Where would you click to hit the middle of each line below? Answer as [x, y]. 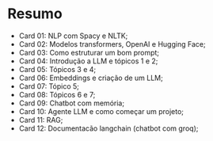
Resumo [35, 14]
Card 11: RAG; [41, 120]
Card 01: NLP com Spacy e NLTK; [73, 36]
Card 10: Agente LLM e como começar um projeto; [101, 111]
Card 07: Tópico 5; [49, 86]
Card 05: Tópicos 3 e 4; [57, 69]
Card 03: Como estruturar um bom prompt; [89, 52]
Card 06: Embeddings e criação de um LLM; [91, 78]
